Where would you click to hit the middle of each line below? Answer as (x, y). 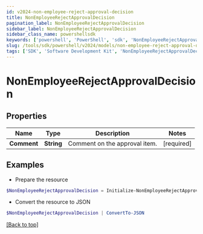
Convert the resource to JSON (53, 202)
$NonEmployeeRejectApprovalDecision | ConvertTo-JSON (76, 213)
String (53, 143)
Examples (25, 165)
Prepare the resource (41, 180)
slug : (13, 46)
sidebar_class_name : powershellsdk (51, 34)
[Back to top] (22, 225)
